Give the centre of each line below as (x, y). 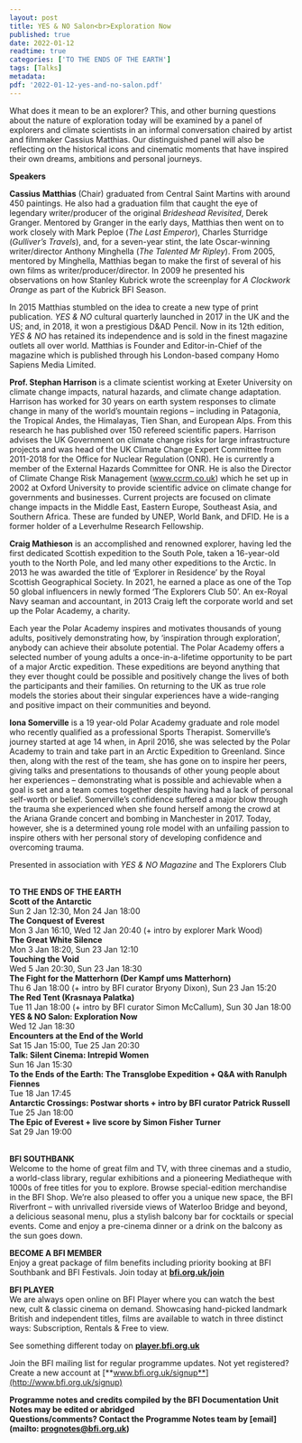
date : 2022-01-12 (42, 43)
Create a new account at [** (62, 1373)
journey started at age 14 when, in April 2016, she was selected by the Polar (150, 741)
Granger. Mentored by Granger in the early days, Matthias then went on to (146, 222)
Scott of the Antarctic (50, 901)
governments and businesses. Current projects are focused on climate (140, 497)
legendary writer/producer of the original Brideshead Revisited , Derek (139, 212)
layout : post (34, 18)
